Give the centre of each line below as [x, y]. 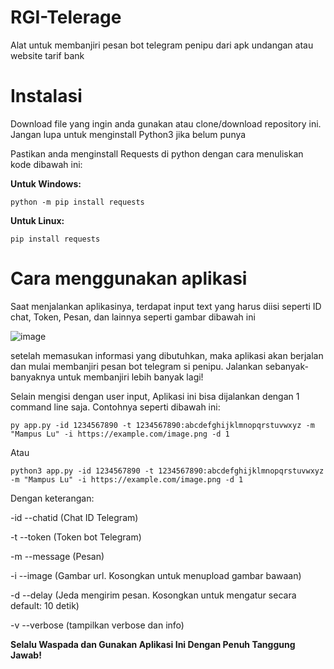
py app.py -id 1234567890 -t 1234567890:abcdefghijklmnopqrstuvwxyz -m [162, 425]
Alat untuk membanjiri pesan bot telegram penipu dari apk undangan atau [162, 45]
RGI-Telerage [66, 17]
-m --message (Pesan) [57, 556]
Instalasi [46, 96]
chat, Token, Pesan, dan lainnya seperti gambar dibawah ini [133, 317]
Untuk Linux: [37, 220]
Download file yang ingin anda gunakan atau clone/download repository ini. [166, 123]
